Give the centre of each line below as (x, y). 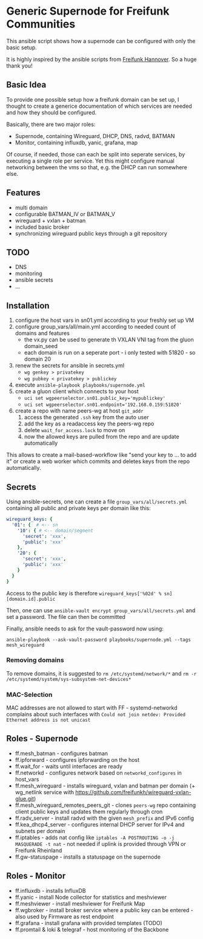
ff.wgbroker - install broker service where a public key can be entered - (104, 910)
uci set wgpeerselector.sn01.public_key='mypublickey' (95, 399)
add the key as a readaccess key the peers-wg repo (89, 424)
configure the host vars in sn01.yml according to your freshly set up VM (104, 320)
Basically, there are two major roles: (51, 124)
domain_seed (41, 346)
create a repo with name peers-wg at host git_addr (79, 411)
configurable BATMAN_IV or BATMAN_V (65, 214)
